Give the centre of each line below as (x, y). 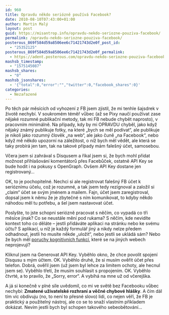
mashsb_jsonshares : (26, 80)
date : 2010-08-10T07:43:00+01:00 (40, 19)
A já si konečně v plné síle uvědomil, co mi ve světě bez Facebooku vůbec (82, 286)
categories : (18, 89)
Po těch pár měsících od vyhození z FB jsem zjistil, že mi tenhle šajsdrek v (82, 108)
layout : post (19, 29)
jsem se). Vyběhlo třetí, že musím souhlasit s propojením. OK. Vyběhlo (78, 271)
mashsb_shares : (21, 71)
